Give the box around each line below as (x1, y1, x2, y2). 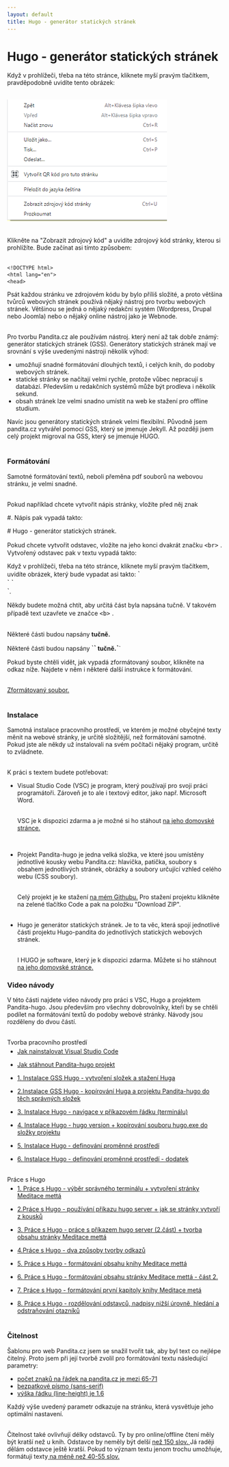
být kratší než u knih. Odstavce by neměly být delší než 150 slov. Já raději (7, 1438, 215, 1446)
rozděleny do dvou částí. (7, 1018, 77, 1026)
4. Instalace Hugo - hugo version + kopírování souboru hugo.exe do (16, 1121, 208, 1130)
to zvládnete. (7, 748, 44, 756)
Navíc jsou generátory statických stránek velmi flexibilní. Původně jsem (7, 418, 208, 426)
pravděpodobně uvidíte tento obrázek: (7, 79, 115, 87)
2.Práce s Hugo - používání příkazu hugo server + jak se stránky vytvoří (16, 1205, 220, 1213)
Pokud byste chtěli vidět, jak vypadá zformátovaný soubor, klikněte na (7, 658, 204, 666)
